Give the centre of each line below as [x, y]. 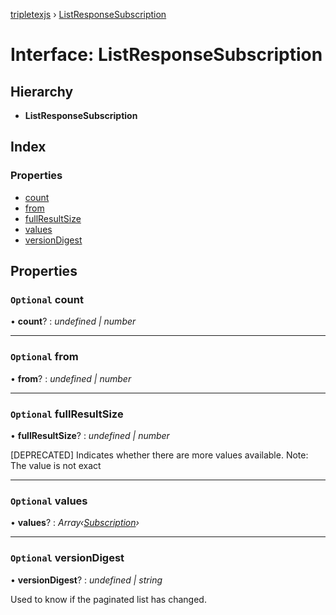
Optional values [49, 501]
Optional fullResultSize [67, 414]
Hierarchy [42, 91]
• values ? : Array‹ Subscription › [75, 523]
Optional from [44, 357]
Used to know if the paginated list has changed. [108, 599]
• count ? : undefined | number [73, 321]
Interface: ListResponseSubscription [166, 55]
